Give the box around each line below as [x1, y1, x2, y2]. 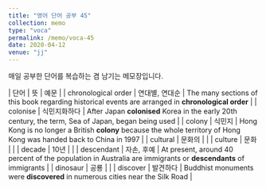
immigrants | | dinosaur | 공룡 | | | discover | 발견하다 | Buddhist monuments [8, 163, 254, 172]
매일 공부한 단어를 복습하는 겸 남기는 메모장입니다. [8, 71, 164, 80]
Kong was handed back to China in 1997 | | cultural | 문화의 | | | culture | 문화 [8, 135, 257, 144]
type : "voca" [8, 26, 52, 34]
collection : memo [8, 19, 66, 27]
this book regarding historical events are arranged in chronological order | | [8, 97, 257, 106]
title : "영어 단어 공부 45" [8, 11, 92, 20]
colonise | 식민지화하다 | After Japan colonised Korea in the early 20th [8, 106, 237, 116]
